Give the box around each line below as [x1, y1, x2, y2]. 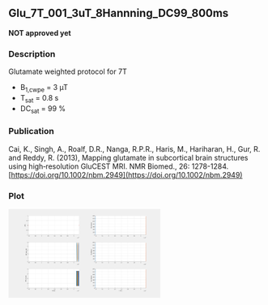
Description [8, 48, 56, 59]
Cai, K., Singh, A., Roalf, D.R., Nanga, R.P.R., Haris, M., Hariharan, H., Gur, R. [8, 144, 261, 153]
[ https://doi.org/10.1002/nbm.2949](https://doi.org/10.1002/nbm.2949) [8, 170, 243, 179]
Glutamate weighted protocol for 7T [8, 67, 127, 76]
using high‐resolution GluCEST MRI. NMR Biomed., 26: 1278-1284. [8, 161, 229, 171]
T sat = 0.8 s [19, 92, 59, 105]
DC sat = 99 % [19, 103, 66, 115]
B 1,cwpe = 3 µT [19, 83, 69, 94]
